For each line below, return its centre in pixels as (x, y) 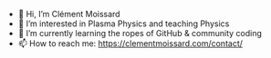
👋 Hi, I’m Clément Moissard (69, 14)
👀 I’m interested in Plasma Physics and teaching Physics (124, 24)
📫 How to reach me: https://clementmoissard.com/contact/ (130, 43)
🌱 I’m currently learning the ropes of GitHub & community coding (140, 33)
